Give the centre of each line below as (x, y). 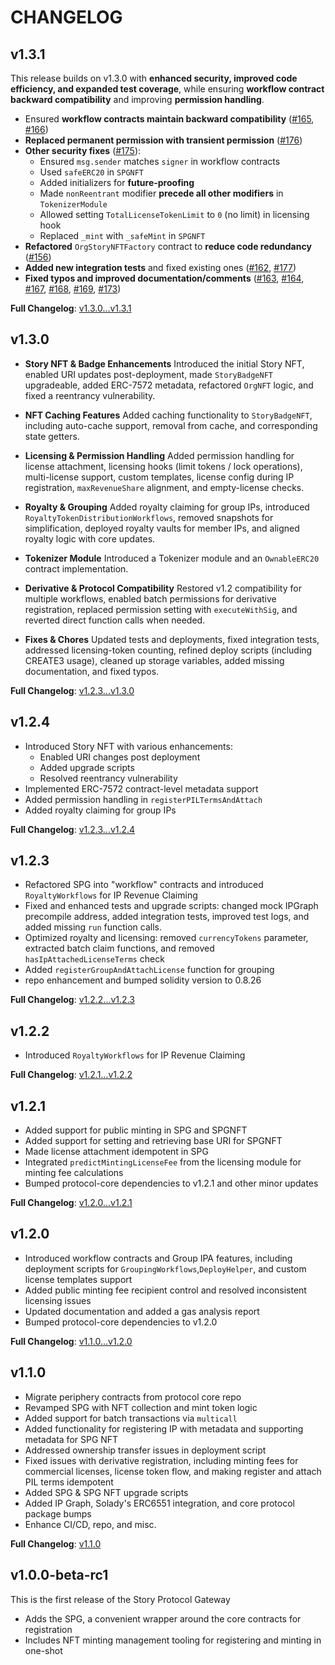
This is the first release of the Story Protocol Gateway (120, 1599)
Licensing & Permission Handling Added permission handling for (159, 455)
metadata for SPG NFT (71, 1439)
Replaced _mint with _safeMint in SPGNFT (122, 235)
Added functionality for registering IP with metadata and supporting (164, 1428)
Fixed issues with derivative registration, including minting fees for (161, 1460)
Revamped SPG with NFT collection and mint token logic (141, 1407)
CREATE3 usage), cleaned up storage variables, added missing (154, 660)
